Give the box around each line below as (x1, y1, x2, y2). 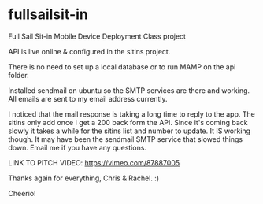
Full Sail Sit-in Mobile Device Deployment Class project (8, 32, 187, 41)
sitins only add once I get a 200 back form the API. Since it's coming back (8, 117, 248, 127)
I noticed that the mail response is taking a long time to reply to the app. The (8, 109, 256, 119)
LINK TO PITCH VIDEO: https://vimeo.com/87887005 (8, 158, 180, 167)
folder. (8, 70, 29, 80)
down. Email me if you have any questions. (8, 143, 147, 152)
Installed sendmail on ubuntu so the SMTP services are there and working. (8, 85, 250, 95)
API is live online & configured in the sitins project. (8, 46, 171, 56)
